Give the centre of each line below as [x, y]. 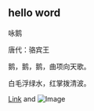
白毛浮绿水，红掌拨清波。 [49, 83]
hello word [34, 13]
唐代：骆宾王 [29, 50]
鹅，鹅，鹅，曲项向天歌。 [49, 66]
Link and [22, 98]
